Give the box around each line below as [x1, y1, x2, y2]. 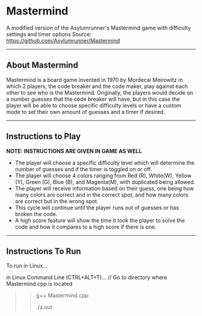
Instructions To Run [6, 246, 81, 256]
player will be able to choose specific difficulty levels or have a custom [6, 101, 182, 109]
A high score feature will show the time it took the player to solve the [14, 216, 185, 224]
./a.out [35, 303, 52, 311]
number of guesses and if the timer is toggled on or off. [14, 165, 152, 172]
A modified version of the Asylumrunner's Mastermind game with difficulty [6, 24, 191, 31]
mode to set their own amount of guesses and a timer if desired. [6, 108, 165, 115]
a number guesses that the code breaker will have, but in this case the [6, 95, 180, 103]
